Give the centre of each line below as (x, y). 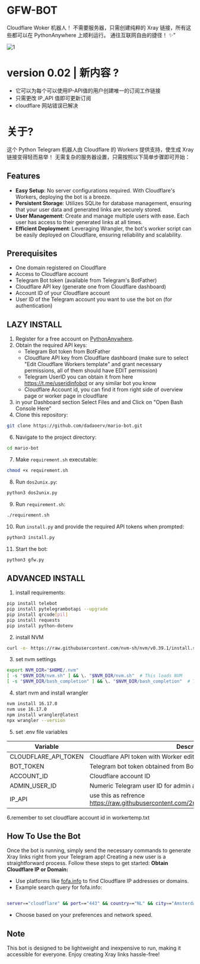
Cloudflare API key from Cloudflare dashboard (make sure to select (106, 358)
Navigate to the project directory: (56, 437)
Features (23, 176)
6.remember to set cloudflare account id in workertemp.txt (78, 817)
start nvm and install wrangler (52, 693)
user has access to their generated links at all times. (79, 222)
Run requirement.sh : (40, 504)
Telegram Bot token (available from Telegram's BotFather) (86, 280)
